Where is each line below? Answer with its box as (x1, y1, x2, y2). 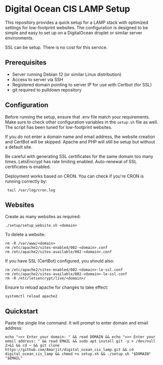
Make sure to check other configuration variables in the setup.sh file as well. (5, 119, 159, 125)
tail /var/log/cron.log (7, 188, 55, 192)
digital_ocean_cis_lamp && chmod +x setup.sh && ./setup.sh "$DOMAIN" (5, 351, 151, 357)
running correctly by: (5, 178, 47, 184)
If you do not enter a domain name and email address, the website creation (5, 134, 156, 139)
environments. (5, 35, 34, 41)
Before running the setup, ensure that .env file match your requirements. (5, 114, 150, 120)
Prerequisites (5, 58, 47, 67)
